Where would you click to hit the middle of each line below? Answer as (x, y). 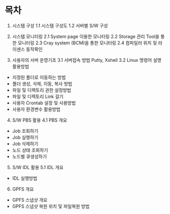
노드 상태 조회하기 (30, 150)
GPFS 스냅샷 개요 (30, 200)
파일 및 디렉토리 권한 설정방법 (41, 90)
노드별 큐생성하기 (29, 156)
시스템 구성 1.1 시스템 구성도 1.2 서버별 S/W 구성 (60, 26)
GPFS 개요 (23, 189)
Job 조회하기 (25, 131)
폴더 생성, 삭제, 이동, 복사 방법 (42, 84)
